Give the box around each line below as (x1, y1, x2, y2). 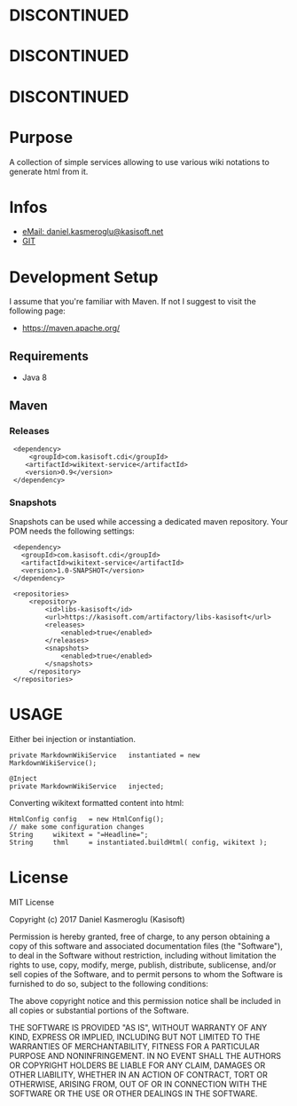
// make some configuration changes (9, 823, 145, 832)
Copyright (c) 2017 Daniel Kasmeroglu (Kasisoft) (9, 914, 185, 925)
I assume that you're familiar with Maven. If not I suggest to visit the (9, 296, 257, 307)
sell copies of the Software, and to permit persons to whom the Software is (9, 969, 284, 980)
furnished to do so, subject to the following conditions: (9, 978, 208, 990)
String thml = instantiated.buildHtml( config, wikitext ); (9, 838, 268, 848)
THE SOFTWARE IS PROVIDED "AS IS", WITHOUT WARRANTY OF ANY (9, 1023, 268, 1033)
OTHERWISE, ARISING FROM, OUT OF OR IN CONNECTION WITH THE (9, 1079, 268, 1090)
